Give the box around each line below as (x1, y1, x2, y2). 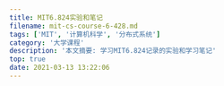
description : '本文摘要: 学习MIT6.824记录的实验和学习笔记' (9, 47, 217, 56)
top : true (9, 55, 47, 64)
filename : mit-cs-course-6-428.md (9, 21, 139, 30)
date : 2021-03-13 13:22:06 (9, 64, 110, 73)
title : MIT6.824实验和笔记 (9, 13, 103, 22)
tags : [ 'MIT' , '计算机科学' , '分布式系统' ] (9, 30, 161, 39)
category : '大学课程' (9, 38, 85, 47)
